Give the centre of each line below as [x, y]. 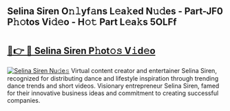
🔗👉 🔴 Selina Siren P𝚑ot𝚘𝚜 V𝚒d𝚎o [82, 51]
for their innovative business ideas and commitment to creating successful [113, 93]
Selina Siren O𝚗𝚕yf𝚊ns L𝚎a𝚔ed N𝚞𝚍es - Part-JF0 [115, 11]
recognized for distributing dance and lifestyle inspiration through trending [113, 78]
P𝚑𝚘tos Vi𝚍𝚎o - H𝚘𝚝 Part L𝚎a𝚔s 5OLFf [92, 22]
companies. [24, 100]
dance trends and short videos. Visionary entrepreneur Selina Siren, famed [113, 86]
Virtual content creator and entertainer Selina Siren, [144, 71]
